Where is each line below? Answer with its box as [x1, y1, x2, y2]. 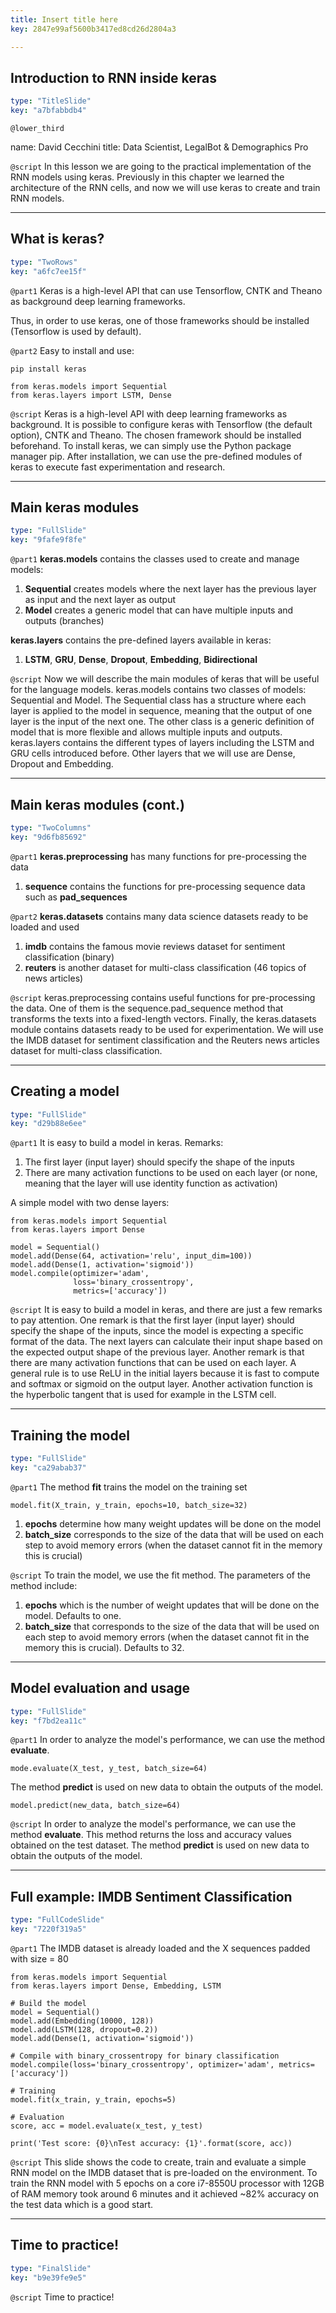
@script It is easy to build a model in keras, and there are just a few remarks [10, 1304, 323, 1316]
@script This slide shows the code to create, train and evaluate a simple [10, 2156, 307, 2168]
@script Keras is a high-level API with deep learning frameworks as [10, 407, 288, 420]
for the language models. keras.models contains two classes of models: [10, 684, 307, 696]
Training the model [10, 1427, 130, 1444]
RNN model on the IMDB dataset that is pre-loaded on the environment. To [10, 2167, 318, 2178]
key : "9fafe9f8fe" [10, 535, 87, 545]
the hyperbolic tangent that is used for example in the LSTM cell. [10, 1389, 277, 1401]
